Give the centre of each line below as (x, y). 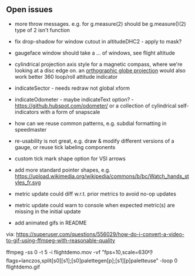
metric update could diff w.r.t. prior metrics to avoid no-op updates (95, 194)
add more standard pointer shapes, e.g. (62, 170)
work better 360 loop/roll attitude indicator (66, 76)
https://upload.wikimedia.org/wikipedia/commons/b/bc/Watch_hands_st (102, 176)
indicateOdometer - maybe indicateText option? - (74, 99)
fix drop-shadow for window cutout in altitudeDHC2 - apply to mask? (98, 41)
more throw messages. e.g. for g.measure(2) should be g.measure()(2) (100, 23)
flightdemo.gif (23, 267)
